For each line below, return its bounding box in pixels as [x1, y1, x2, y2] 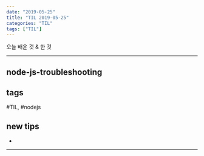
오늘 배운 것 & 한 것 [6, 43, 52, 50]
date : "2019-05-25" [6, 8, 56, 15]
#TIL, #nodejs [6, 104, 41, 111]
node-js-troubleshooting [6, 67, 103, 77]
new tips [6, 121, 39, 131]
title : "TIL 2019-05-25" [6, 15, 69, 21]
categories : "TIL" [6, 20, 53, 26]
